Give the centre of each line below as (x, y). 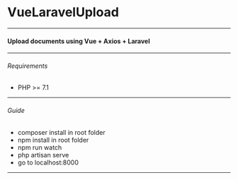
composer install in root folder (61, 132)
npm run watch (40, 147)
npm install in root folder (53, 140)
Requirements (28, 66)
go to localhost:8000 (48, 162)
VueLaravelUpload (63, 12)
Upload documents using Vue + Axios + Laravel (79, 41)
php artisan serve (43, 155)
